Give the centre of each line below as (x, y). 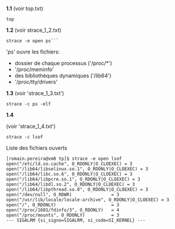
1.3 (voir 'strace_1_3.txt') (35, 93)
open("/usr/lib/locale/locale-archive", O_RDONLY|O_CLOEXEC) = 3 (87, 200)
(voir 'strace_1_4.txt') (31, 126)
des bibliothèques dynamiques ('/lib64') (63, 75)
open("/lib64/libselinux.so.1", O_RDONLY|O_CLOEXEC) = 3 (77, 169)
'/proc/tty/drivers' (36, 82)
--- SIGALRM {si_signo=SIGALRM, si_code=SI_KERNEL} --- (76, 220)
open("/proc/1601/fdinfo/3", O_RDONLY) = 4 (63, 210)
